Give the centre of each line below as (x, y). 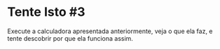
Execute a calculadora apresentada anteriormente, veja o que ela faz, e (110, 31)
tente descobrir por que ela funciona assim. (70, 38)
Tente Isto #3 (46, 12)
